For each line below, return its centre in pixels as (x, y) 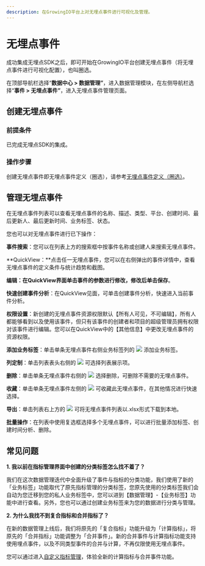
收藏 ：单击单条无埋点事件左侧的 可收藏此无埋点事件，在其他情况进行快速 (102, 389)
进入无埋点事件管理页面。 (98, 90)
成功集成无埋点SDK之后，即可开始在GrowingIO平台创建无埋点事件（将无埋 (100, 62)
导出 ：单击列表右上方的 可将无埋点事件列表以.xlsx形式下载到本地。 (94, 409)
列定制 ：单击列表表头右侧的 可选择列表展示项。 (70, 363)
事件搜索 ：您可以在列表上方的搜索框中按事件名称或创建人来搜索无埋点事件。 (103, 247)
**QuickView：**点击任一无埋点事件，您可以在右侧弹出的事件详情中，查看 (101, 260)
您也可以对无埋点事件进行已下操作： (52, 234)
